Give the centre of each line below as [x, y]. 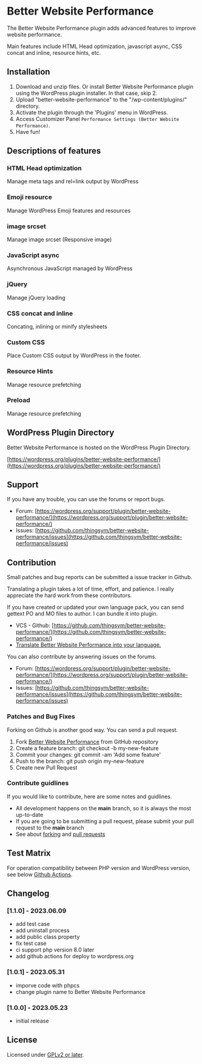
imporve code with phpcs [48, 985]
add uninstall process [42, 930]
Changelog [28, 893]
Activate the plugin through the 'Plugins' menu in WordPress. [92, 112]
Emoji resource [29, 197]
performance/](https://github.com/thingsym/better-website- [91, 632]
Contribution [32, 562]
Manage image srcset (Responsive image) [59, 240]
